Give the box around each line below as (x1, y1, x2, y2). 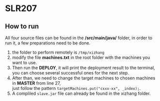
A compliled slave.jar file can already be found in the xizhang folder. (12, 90, 151, 96)
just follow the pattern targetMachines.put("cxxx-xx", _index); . (12, 86, 141, 91)
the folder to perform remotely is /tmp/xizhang (12, 49, 105, 55)
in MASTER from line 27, (12, 80, 61, 86)
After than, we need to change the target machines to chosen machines (12, 75, 156, 81)
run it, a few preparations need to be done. (5, 40, 91, 46)
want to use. (12, 60, 37, 65)
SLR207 (5, 3, 37, 14)
